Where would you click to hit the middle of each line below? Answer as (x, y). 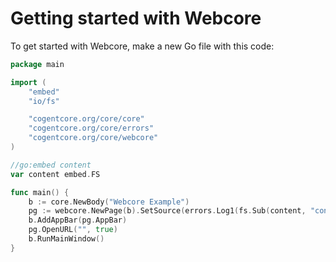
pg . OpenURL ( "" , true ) (73, 230)
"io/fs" (44, 101)
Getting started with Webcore (136, 18)
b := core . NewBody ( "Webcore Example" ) (109, 202)
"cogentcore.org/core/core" (86, 119)
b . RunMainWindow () (66, 239)
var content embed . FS (55, 174)
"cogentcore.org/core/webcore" (93, 138)
